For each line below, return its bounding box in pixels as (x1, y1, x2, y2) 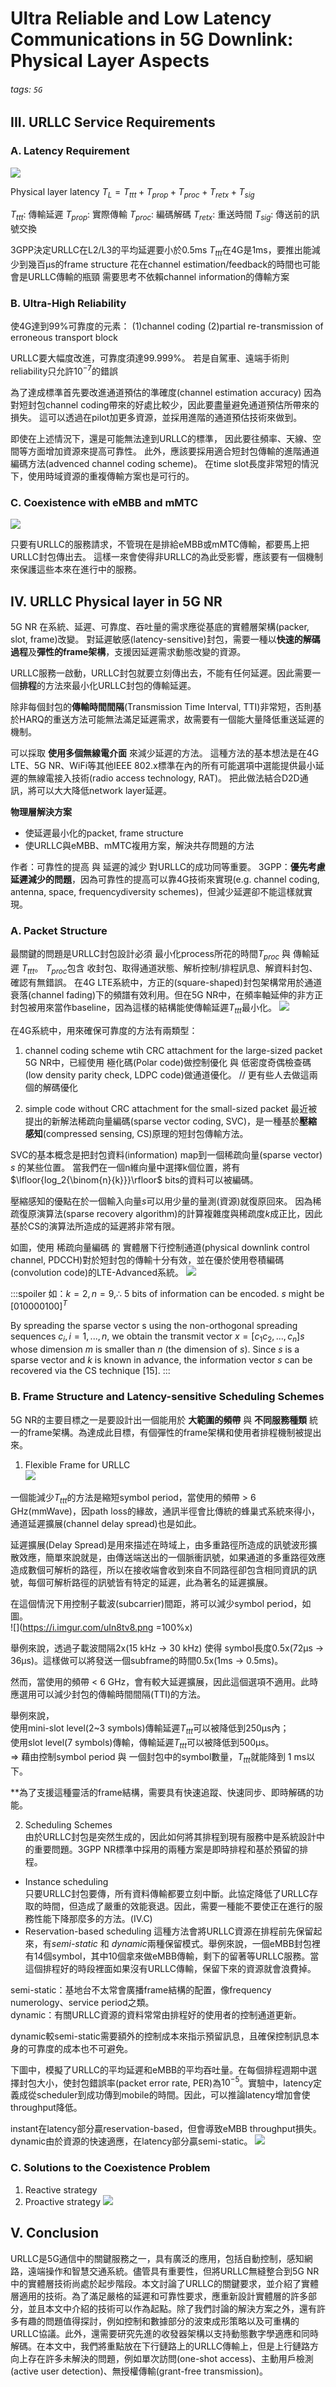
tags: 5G (10, 83, 43, 95)
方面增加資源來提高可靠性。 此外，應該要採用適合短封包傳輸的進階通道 (27, 445, 320, 457)
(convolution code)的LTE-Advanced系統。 (10, 1266, 184, 1278)
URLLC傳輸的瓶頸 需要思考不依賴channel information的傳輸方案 (27, 271, 290, 283)
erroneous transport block (10, 332, 118, 344)
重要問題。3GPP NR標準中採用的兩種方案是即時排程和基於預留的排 (33, 1843, 309, 1855)
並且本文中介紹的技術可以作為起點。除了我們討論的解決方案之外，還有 (27, 2302, 317, 2314)
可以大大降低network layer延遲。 (36, 785, 173, 797)
